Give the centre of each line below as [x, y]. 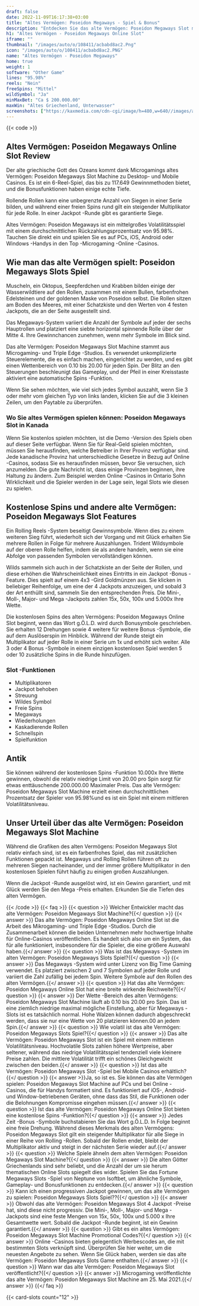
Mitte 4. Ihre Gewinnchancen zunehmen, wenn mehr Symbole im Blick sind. [98, 335]
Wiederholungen [35, 721]
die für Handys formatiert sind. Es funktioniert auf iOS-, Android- [107, 1091]
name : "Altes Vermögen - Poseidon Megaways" [62, 56]
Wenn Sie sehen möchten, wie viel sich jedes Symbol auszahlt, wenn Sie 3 [97, 390]
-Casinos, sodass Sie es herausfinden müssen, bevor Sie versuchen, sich [96, 463]
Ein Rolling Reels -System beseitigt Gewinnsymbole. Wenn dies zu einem [95, 531]
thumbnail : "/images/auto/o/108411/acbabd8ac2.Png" [71, 45]
